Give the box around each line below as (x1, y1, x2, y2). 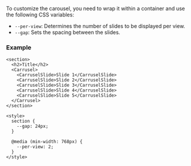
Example (6, 43, 32, 52)
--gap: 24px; (16, 123, 49, 130)
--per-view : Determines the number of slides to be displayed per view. (14, 23, 185, 29)
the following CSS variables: (6, 11, 75, 18)
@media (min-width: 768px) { (11, 139, 83, 145)
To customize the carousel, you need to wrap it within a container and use (6, 5, 185, 12)
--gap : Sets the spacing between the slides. (14, 29, 120, 36)
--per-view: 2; (16, 144, 54, 150)
